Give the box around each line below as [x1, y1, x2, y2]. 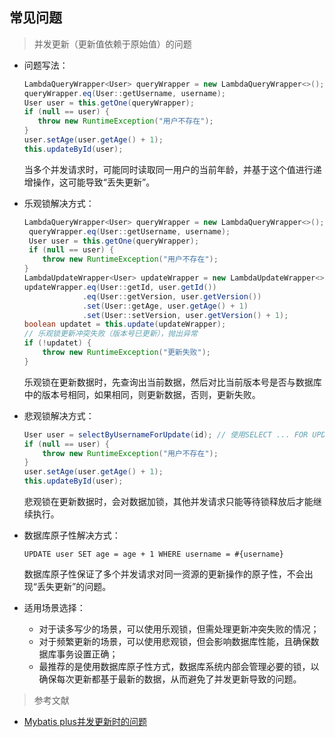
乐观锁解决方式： [23, 197, 95, 209]
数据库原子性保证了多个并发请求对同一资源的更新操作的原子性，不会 [23, 568, 305, 580]
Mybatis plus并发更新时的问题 [23, 716, 147, 728]
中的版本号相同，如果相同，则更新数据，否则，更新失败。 [23, 388, 261, 400]
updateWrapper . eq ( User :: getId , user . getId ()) [23, 282, 217, 292]
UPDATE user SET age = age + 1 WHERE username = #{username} [23, 549, 285, 560]
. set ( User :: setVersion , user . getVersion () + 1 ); [82, 310, 289, 320]
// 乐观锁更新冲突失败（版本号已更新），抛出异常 [23, 329, 198, 339]
